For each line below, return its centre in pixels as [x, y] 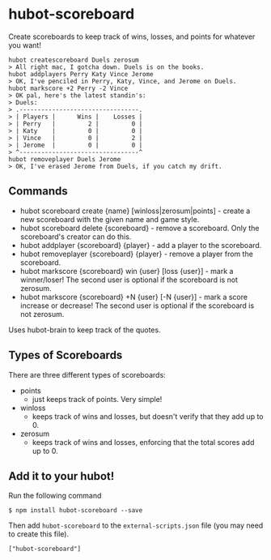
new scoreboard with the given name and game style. [110, 219]
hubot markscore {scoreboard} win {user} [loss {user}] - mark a [127, 271]
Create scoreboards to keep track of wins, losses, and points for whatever [132, 36]
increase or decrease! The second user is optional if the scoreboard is [137, 306]
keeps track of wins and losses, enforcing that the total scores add [143, 442]
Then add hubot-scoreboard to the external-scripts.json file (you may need [136, 526]
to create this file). [39, 534]
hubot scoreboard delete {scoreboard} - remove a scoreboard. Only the [140, 228]
